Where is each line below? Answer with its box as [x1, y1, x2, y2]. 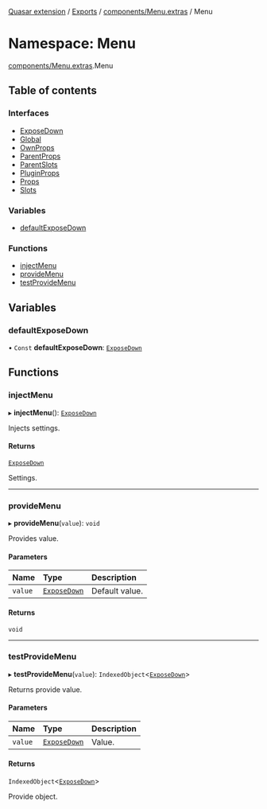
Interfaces [8, 107, 49, 119]
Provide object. [8, 791, 58, 802]
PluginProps [19, 168, 60, 177]
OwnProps [19, 142, 55, 152]
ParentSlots [19, 159, 58, 169]
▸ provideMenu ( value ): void [8, 519, 101, 528]
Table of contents [8, 84, 97, 98]
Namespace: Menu [8, 35, 137, 53]
